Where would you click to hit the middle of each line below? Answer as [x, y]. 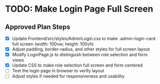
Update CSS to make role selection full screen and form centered [77, 65]
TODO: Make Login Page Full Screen [79, 9]
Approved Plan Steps [38, 27]
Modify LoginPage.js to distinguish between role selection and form [80, 55]
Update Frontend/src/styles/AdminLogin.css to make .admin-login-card [84, 38]
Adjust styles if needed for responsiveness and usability [68, 76]
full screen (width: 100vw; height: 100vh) [53, 44]
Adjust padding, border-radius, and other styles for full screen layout [81, 49]
